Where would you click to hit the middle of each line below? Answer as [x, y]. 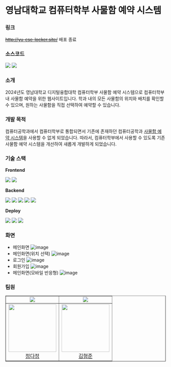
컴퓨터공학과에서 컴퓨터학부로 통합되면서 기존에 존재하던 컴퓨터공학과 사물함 [81, 131]
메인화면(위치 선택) [31, 253]
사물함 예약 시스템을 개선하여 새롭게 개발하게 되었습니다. [61, 144]
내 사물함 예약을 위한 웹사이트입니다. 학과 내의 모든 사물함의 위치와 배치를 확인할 [85, 99]
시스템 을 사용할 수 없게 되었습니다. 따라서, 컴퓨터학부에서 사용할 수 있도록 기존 [88, 138]
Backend [15, 190]
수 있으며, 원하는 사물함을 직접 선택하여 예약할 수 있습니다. [63, 105]
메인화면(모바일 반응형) [35, 272]
